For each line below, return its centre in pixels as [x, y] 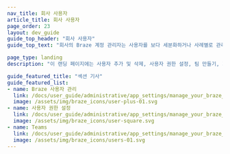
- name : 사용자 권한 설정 [39, 108]
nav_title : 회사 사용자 [37, 13]
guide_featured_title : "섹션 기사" [55, 76]
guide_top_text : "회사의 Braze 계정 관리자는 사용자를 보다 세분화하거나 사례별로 [110, 45]
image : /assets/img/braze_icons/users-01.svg [79, 140]
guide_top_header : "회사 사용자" [51, 39]
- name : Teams [27, 127]
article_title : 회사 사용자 [43, 20]
